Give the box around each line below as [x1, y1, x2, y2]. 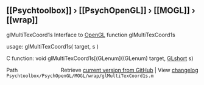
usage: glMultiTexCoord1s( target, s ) [6, 42, 99, 50]
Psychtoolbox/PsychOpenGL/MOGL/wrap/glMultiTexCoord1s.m [6, 73, 154, 79]
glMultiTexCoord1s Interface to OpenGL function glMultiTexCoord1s [6, 31, 175, 38]
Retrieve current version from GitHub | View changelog [60, 66, 199, 73]
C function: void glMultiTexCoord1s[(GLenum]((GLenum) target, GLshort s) [6, 55, 194, 62]
